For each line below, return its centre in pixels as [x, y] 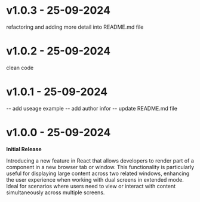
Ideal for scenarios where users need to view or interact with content [91, 186]
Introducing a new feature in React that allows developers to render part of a [100, 160]
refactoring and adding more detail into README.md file [75, 27]
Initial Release [24, 149]
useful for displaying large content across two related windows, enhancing [98, 173]
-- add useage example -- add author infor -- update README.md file [92, 108]
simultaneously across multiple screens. [56, 192]
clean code [20, 68]
